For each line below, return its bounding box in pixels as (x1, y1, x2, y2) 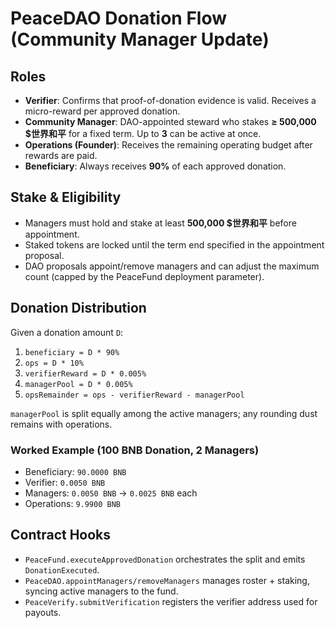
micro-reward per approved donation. (24, 105, 181, 117)
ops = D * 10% (24, 358, 84, 368)
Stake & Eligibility (10, 189, 122, 206)
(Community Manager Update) (10, 28, 270, 51)
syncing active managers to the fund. (24, 585, 179, 597)
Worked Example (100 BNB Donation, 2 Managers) (10, 443, 260, 457)
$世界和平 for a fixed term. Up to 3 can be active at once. (24, 128, 262, 139)
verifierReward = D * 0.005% (24, 368, 147, 379)
